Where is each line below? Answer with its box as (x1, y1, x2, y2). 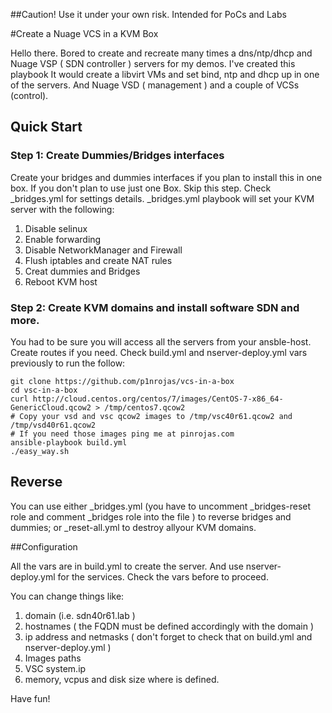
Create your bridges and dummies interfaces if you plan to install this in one (10, 171, 323, 183)
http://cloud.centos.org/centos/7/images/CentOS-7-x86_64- (32, 394, 284, 404)
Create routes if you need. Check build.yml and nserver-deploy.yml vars (10, 346, 308, 358)
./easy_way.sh (10, 446, 70, 456)
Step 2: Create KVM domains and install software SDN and (10, 300, 300, 314)
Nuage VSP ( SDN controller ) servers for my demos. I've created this (10, 58, 296, 69)
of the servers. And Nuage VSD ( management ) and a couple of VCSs (10, 79, 300, 91)
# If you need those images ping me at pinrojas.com (10, 429, 235, 439)
